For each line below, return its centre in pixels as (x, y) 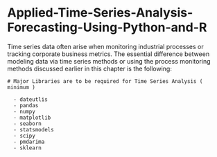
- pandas (26, 105)
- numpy (25, 111)
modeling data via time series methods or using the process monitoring (109, 61)
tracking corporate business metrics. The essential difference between (108, 54)
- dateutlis (31, 99)
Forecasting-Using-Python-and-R (107, 27)
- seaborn (27, 123)
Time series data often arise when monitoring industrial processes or (105, 46)
